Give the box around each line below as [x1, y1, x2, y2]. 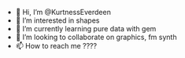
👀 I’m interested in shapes [15, 16, 100, 25]
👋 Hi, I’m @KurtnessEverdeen [15, 8, 112, 16]
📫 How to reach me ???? [15, 42, 97, 50]
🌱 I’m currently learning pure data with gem [15, 24, 157, 33]
